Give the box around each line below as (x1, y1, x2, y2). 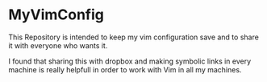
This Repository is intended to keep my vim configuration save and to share (8, 32, 260, 42)
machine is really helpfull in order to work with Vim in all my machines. (8, 64, 242, 74)
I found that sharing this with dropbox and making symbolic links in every (8, 56, 252, 66)
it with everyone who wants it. (8, 40, 108, 50)
